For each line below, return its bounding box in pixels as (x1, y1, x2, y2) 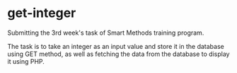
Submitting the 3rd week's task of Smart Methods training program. (7, 28, 204, 37)
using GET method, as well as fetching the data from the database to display (7, 50, 230, 58)
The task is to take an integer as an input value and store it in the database (7, 42, 224, 50)
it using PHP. (7, 57, 45, 65)
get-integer (7, 5, 76, 21)
